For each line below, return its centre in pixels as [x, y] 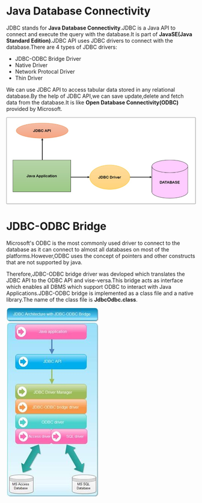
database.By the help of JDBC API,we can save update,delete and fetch [95, 96]
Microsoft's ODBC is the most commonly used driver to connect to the [93, 243]
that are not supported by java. [44, 262]
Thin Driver [29, 78]
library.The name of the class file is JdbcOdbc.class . [72, 300]
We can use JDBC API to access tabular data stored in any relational [91, 89]
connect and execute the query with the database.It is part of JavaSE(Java [99, 34]
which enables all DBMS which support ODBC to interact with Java [89, 287]
